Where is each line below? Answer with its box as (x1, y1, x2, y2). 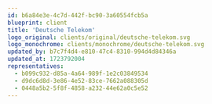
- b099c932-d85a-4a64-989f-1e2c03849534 (14, 70, 148, 77)
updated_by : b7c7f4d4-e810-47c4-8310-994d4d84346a (7, 48, 177, 56)
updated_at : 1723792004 (7, 56, 86, 63)
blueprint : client (7, 19, 68, 27)
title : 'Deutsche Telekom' (7, 26, 96, 34)
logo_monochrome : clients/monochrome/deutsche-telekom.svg (7, 41, 205, 48)
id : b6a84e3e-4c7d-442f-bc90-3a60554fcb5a (7, 11, 148, 20)
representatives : (7, 63, 64, 70)
